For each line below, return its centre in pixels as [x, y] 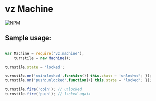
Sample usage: [28, 38]
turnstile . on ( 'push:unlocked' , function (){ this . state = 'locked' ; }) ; [78, 80]
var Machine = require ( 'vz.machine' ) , [45, 53]
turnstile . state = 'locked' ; [35, 67]
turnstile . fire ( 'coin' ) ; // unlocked [44, 89]
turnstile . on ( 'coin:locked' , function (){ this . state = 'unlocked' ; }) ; [78, 76]
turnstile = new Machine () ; [42, 58]
